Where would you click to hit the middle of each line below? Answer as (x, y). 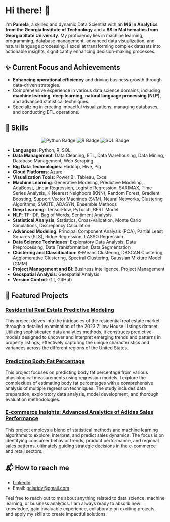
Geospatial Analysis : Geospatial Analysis (56, 274)
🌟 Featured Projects (37, 295)
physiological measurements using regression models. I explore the (75, 377)
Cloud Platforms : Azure (37, 172)
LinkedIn (22, 482)
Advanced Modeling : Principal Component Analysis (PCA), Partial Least (88, 231)
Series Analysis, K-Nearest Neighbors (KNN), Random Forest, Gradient (86, 193)
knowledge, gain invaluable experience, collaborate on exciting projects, (80, 509)
